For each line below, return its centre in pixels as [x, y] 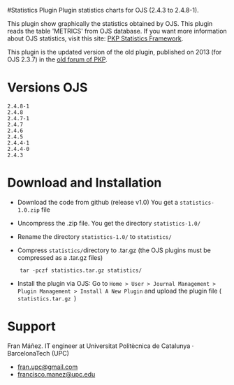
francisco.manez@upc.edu [56, 374]
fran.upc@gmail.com [47, 367]
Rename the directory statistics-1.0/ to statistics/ [95, 236]
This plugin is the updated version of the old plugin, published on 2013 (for [115, 52]
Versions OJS [47, 88]
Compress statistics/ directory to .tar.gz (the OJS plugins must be [114, 250]
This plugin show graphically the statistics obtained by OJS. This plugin [110, 23]
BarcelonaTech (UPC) [38, 353]
